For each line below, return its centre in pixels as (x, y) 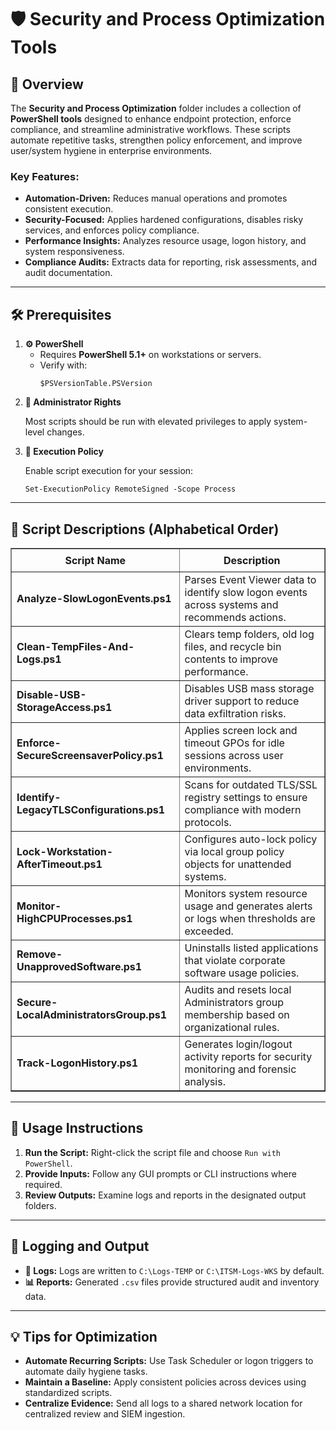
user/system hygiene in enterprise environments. (111, 150)
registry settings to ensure (246, 797)
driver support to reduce (242, 701)
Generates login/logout (238, 1044)
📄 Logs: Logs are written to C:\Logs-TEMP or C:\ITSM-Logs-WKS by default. (174, 1270)
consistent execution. (69, 209)
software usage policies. (242, 973)
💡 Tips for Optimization (84, 1336)
